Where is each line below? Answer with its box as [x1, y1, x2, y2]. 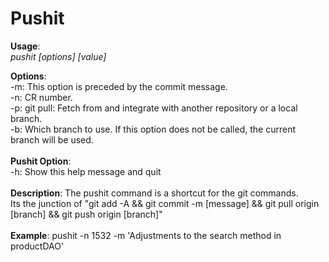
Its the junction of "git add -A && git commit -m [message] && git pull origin [10, 197, 320, 209]
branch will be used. [10, 133, 94, 146]
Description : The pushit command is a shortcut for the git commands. [10, 187, 299, 199]
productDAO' [10, 240, 65, 252]
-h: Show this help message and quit [10, 165, 162, 177]
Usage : [10, 40, 41, 52]
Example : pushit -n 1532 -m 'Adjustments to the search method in [10, 229, 282, 241]
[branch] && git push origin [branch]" [10, 208, 163, 220]
